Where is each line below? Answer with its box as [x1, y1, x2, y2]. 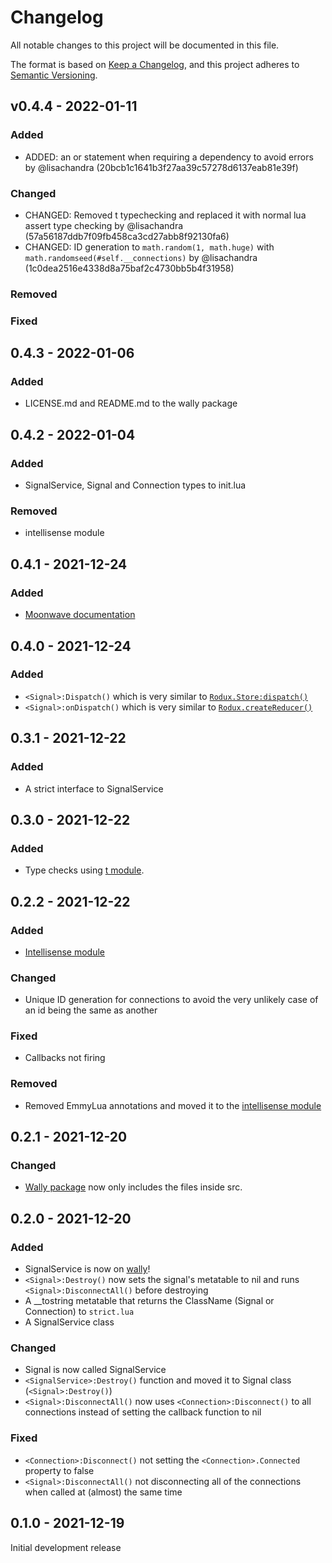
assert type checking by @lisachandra [24, 219, 184, 231]
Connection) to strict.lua [24, 1306, 135, 1318]
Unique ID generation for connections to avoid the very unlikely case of [24, 994, 319, 1006]
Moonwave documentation [24, 609, 136, 621]
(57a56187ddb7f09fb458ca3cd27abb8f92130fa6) [24, 230, 230, 242]
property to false [24, 1464, 95, 1476]
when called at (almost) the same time [24, 1486, 183, 1498]
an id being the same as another [24, 1004, 158, 1016]
